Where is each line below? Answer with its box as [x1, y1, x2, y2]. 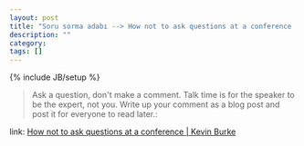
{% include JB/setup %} [9, 72, 100, 83]
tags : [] [9, 47, 43, 56]
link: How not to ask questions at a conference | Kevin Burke [9, 126, 236, 137]
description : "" [9, 30, 71, 39]
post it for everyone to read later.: [31, 109, 158, 120]
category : [9, 38, 47, 48]
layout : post [9, 13, 59, 23]
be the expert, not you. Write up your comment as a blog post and [31, 99, 280, 110]
